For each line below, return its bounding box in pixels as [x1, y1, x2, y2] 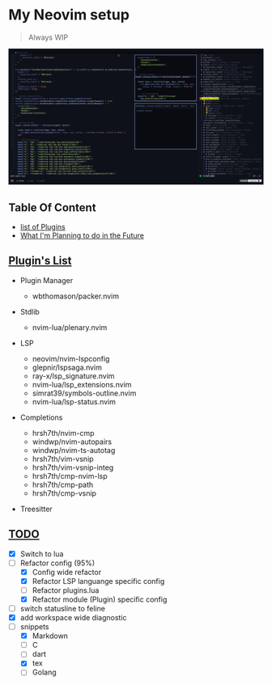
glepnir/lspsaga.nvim [32, 362, 103, 372]
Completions [19, 412, 63, 422]
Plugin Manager [19, 275, 74, 285]
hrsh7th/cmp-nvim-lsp [32, 471, 108, 480]
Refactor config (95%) [19, 558, 96, 568]
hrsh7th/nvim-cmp [32, 428, 95, 438]
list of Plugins [19, 222, 66, 231]
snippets [19, 622, 49, 632]
